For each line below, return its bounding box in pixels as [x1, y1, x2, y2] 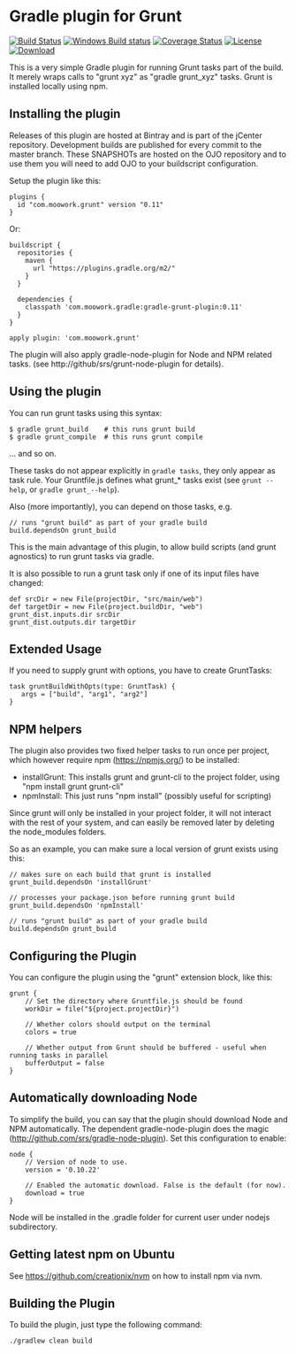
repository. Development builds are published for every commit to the [9, 139, 262, 150]
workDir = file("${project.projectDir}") [25, 1004, 179, 1013]
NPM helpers [9, 721, 82, 736]
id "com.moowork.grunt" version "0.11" [17, 200, 164, 209]
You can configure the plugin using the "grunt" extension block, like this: [9, 972, 273, 982]
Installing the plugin [9, 106, 121, 121]
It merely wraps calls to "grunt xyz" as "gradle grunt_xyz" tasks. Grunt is [9, 71, 273, 81]
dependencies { [17, 295, 73, 304]
